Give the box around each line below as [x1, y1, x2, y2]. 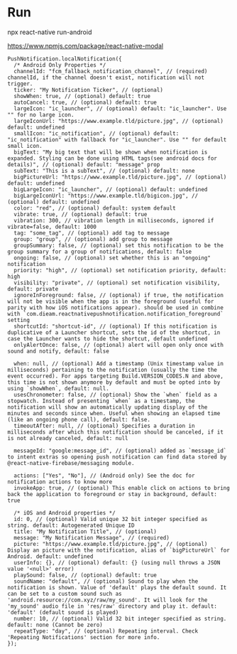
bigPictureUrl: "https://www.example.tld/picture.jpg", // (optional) [13, 173, 227, 181]
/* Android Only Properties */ [13, 61, 106, 68]
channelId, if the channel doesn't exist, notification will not [7, 74, 204, 81]
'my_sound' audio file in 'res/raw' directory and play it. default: [7, 602, 218, 610]
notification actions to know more [7, 478, 113, 486]
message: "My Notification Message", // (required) [13, 534, 170, 541]
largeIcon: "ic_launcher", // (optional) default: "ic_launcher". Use [13, 104, 227, 112]
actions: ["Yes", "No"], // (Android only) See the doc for [13, 472, 195, 479]
